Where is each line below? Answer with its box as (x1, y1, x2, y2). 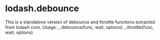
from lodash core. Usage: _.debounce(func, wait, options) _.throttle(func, (5, 24, 154, 30)
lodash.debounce (5, 3, 79, 14)
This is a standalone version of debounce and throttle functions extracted (5, 19, 155, 25)
